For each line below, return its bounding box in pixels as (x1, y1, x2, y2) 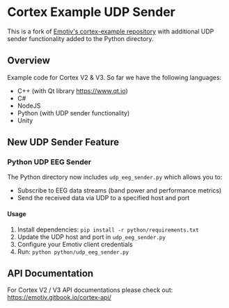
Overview (7, 55, 51, 67)
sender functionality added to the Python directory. (7, 34, 155, 42)
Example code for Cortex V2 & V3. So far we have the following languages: (7, 73, 222, 81)
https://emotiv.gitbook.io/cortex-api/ (7, 293, 111, 302)
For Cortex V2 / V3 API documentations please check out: (7, 286, 173, 294)
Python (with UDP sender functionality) (17, 108, 130, 117)
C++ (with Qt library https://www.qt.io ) (17, 86, 129, 95)
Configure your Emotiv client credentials (17, 240, 134, 248)
